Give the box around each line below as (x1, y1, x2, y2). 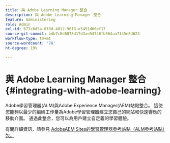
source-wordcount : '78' (5, 41, 56, 46)
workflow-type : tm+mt (5, 36, 51, 41)
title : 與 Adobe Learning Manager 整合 (5, 7, 88, 13)
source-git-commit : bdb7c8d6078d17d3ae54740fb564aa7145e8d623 (5, 31, 140, 36)
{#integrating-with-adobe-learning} (5, 85, 162, 96)
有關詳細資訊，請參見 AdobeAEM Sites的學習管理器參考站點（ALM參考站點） (5, 126, 165, 132)
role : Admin (5, 21, 31, 27)
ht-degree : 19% (5, 45, 38, 51)
